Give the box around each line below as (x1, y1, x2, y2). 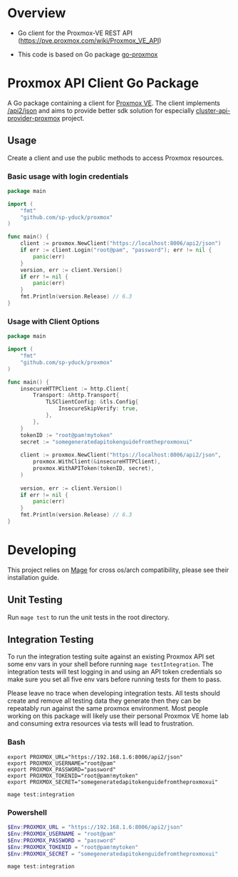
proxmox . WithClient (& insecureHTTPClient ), (33, 458, 161, 466)
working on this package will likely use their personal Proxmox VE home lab (7, 712, 229, 721)
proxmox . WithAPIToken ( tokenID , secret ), (33, 465, 155, 472)
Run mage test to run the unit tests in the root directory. (7, 613, 170, 621)
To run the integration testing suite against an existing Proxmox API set (7, 652, 215, 661)
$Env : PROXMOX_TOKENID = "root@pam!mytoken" (7, 843, 139, 851)
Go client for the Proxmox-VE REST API (17, 29, 133, 37)
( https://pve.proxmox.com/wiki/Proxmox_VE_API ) (17, 36, 162, 44)
